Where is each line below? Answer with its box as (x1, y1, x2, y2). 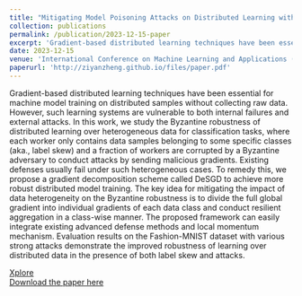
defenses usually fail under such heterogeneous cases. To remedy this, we (9, 163, 288, 175)
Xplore (9, 266, 34, 278)
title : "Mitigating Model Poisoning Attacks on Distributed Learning (9, 13, 276, 22)
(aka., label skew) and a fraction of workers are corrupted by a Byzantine (9, 144, 280, 155)
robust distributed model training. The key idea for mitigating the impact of (9, 183, 286, 194)
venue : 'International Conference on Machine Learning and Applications (9, 55, 288, 64)
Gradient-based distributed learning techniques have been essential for (9, 87, 274, 99)
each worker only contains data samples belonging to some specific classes (9, 135, 292, 146)
